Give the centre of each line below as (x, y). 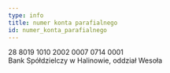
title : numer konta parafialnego (63, 23)
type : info (26, 15)
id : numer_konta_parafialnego (58, 30)
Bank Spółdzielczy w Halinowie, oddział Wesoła (85, 60)
